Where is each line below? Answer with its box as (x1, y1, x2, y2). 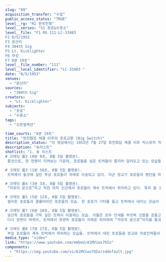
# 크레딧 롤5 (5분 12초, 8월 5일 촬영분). (5, 195, 83, 200)
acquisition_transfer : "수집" (5, 12, 65, 17)
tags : (5, 117, 16, 123)
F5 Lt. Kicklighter (5, 48, 45, 53)
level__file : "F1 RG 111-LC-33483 (5, 30, 77, 35)
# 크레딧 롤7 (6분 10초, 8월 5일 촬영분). (5, 208, 83, 213)
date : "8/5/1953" (5, 72, 41, 77)
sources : (5, 85, 23, 90)
